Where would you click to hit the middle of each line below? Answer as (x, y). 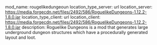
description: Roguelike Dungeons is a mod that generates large (85, 27)
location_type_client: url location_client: (61, 17)
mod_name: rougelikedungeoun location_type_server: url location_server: (79, 7)
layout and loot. (21, 37)
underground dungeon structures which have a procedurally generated (76, 32)
